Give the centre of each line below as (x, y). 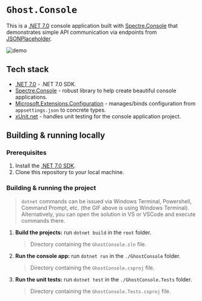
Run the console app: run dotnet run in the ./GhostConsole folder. (98, 255)
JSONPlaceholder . (29, 38)
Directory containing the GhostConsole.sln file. (88, 244)
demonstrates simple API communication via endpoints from (82, 32)
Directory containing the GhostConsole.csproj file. (92, 268)
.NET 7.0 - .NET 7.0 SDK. (45, 84)
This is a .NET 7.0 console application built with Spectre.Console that (92, 25)
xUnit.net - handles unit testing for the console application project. (98, 116)
